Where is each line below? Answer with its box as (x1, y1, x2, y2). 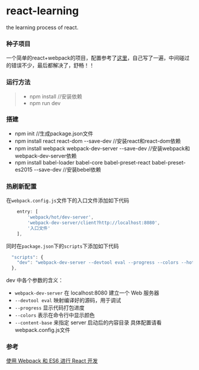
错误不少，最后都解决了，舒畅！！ (11, 62, 95, 69)
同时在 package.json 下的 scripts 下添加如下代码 (6, 242, 120, 249)
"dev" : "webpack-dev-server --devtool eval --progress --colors (17, 260, 179, 265)
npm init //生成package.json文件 (14, 129, 94, 137)
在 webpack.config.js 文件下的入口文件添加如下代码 (6, 197, 129, 204)
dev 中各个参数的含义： (6, 277, 64, 284)
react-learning (6, 4, 79, 18)
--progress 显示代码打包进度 (14, 304, 85, 311)
